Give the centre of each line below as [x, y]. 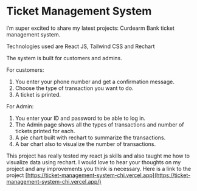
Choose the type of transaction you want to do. [74, 88]
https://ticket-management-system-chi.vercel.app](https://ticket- [109, 175]
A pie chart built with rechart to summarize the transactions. [90, 137]
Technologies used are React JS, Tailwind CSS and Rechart [81, 46]
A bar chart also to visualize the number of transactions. [85, 144]
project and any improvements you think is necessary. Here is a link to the [99, 168]
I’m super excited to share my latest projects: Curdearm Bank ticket [90, 28]
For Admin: [20, 106]
